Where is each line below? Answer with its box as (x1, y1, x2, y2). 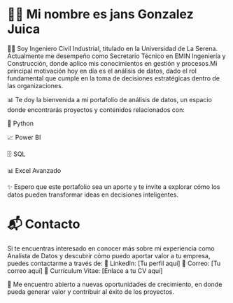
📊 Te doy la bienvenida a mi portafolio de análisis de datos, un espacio (7, 95, 212, 104)
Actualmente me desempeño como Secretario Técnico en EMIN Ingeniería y (7, 52, 226, 60)
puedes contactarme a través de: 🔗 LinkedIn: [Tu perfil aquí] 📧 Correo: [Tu (7, 259, 221, 267)
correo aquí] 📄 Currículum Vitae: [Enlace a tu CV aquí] (7, 266, 163, 275)
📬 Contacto (7, 216, 80, 232)
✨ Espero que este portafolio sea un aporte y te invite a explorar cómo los (7, 182, 220, 191)
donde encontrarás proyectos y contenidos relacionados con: (7, 105, 185, 114)
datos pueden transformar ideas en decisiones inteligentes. (7, 190, 178, 199)
